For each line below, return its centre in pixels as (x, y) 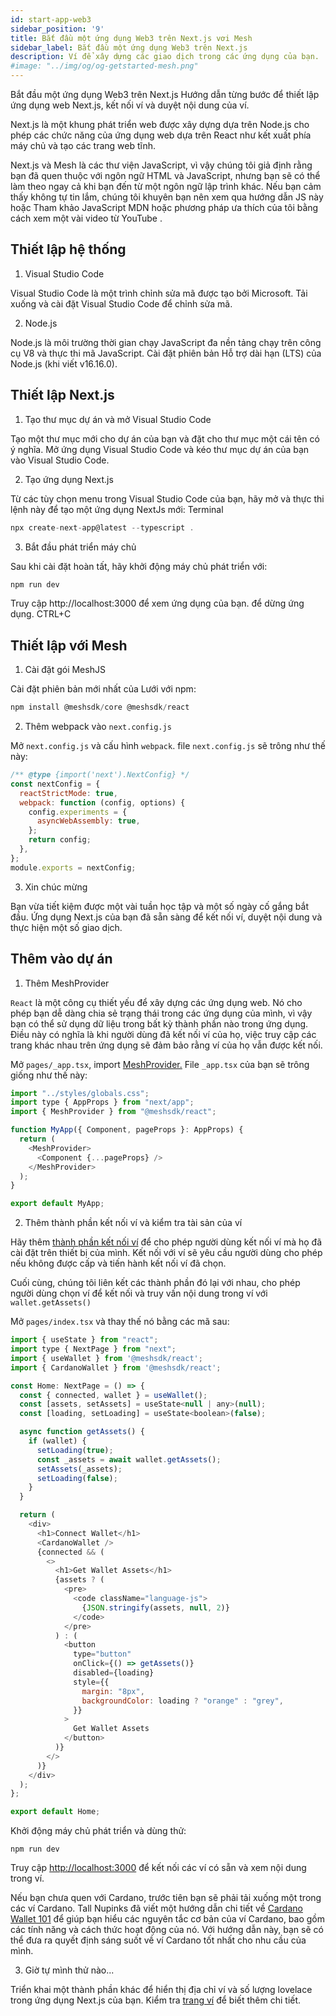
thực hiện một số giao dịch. (66, 927)
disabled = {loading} (114, 1673)
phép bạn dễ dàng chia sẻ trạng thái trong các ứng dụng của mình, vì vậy (161, 1013)
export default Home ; (55, 1812)
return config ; (60, 840)
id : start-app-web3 (51, 19)
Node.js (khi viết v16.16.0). (64, 363)
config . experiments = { (78, 812)
